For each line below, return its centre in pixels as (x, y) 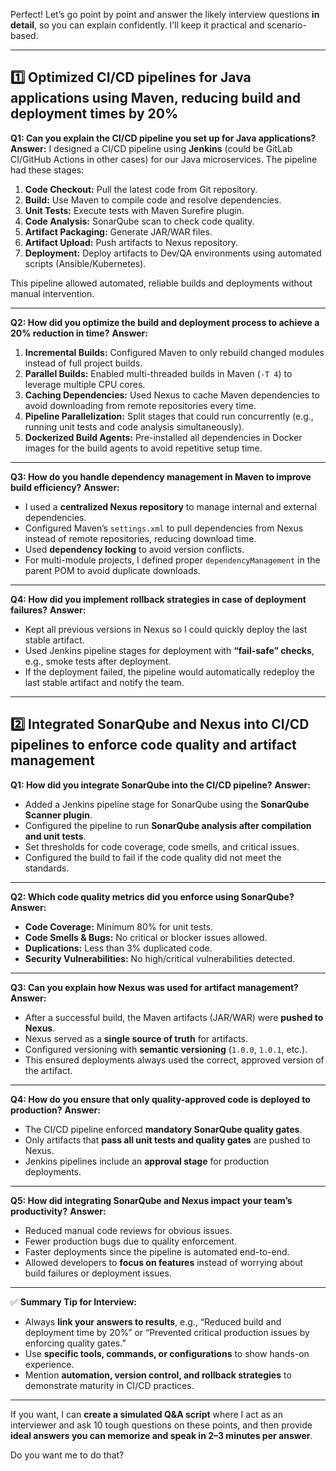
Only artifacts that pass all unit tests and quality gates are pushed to (167, 1140)
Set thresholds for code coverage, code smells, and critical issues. (162, 846)
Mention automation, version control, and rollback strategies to (158, 1375)
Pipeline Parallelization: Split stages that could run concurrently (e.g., (169, 416)
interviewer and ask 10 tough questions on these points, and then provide (161, 1425)
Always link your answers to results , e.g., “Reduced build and (153, 1321)
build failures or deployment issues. (98, 1273)
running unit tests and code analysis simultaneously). (134, 426)
